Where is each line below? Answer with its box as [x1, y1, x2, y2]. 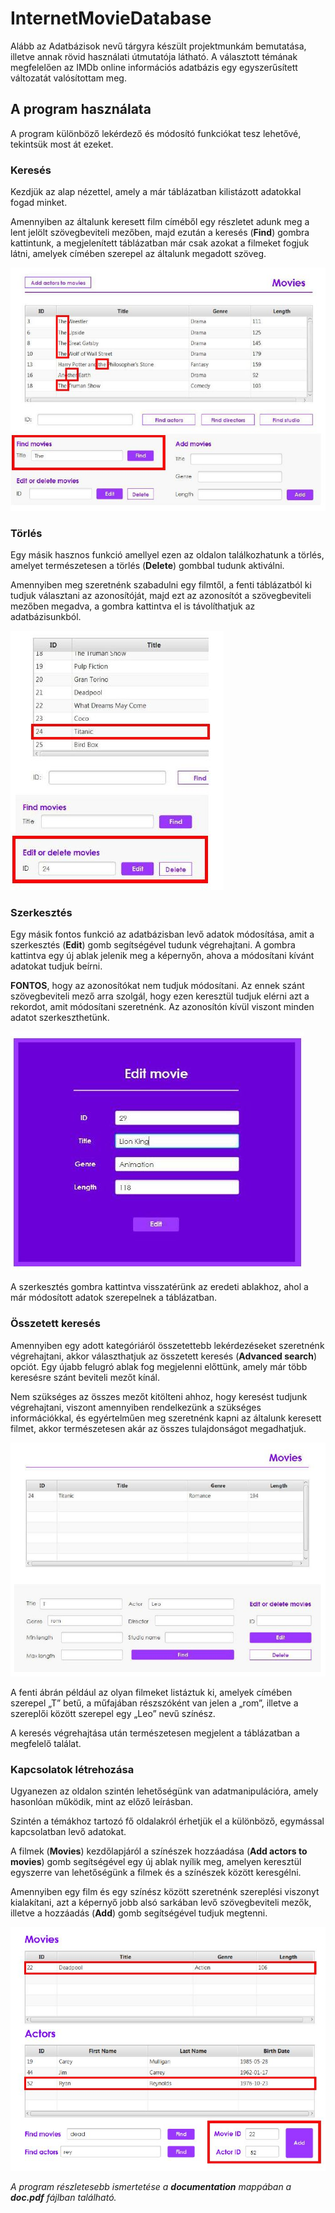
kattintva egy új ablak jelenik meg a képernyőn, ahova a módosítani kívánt [10, 950, 315, 962]
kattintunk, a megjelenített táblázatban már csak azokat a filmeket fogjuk [10, 237, 310, 249]
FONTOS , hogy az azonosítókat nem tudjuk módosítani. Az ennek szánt [10, 980, 305, 992]
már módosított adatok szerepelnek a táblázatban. [10, 1292, 218, 1304]
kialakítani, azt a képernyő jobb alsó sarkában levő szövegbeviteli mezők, [10, 1897, 312, 1909]
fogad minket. [10, 197, 68, 209]
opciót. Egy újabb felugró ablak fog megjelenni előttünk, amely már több [10, 1360, 308, 1372]
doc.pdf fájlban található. [10, 2191, 117, 2203]
